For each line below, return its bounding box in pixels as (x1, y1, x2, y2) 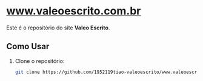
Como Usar (6, 41, 50, 52)
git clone (15, 69, 41, 75)
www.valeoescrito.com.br (6, 4, 141, 18)
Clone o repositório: (15, 57, 65, 64)
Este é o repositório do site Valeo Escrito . (6, 24, 110, 31)
